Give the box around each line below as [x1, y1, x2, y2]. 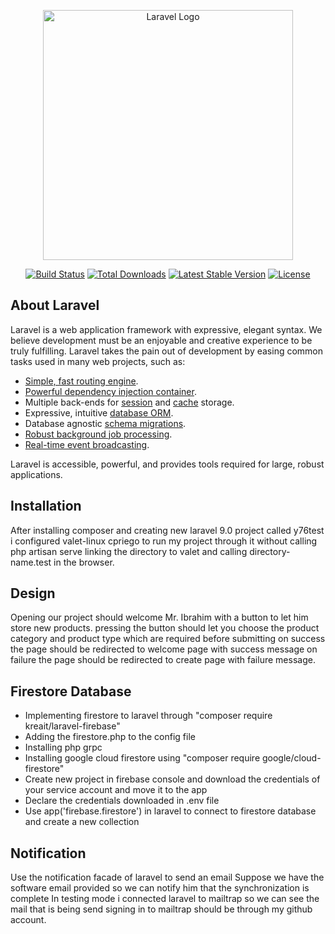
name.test [10, 556, 52, 568]
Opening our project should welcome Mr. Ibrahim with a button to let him [10, 611, 309, 624]
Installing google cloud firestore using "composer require [24, 752, 261, 764]
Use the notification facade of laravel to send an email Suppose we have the [10, 871, 325, 884]
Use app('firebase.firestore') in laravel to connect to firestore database [24, 805, 317, 817]
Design [10, 585, 56, 602]
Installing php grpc [24, 741, 103, 754]
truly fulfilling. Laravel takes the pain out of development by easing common [10, 345, 324, 357]
